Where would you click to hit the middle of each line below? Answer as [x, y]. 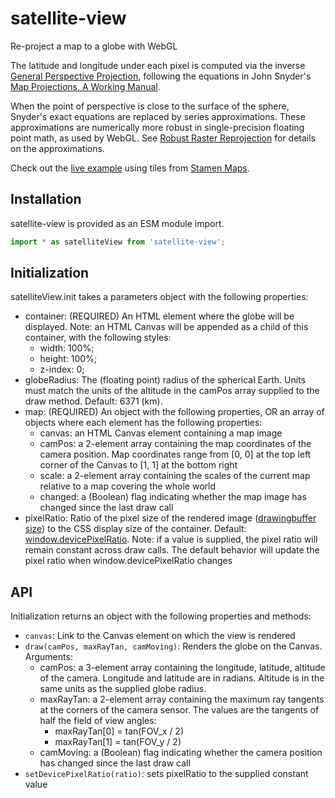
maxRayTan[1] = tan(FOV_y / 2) [118, 742]
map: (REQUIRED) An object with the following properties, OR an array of [174, 412]
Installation [46, 199]
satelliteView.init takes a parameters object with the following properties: [159, 297]
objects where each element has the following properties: [143, 423]
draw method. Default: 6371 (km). [93, 401]
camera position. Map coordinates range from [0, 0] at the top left [175, 454]
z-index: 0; [62, 369]
